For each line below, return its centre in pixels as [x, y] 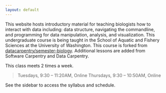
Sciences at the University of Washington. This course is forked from [76, 45]
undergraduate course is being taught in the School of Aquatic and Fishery [82, 40]
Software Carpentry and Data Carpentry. [47, 56]
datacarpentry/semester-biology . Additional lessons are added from [75, 50]
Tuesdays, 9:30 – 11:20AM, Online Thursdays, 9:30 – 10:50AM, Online [89, 75]
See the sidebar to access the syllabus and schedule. [60, 85]
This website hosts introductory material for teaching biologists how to [78, 24]
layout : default [22, 10]
